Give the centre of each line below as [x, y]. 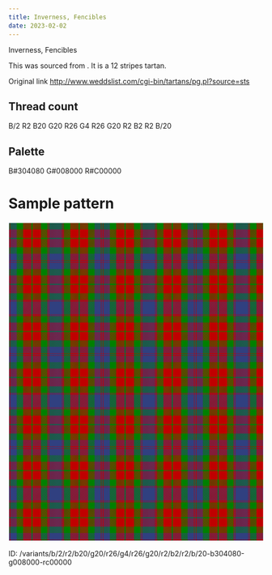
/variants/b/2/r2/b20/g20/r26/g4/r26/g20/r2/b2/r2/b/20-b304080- [132, 554]
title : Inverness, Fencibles [57, 17]
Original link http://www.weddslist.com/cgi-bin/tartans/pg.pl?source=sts [129, 81]
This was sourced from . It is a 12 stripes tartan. [88, 66]
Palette [27, 151]
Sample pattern [62, 204]
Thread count [43, 106]
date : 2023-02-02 [38, 26]
